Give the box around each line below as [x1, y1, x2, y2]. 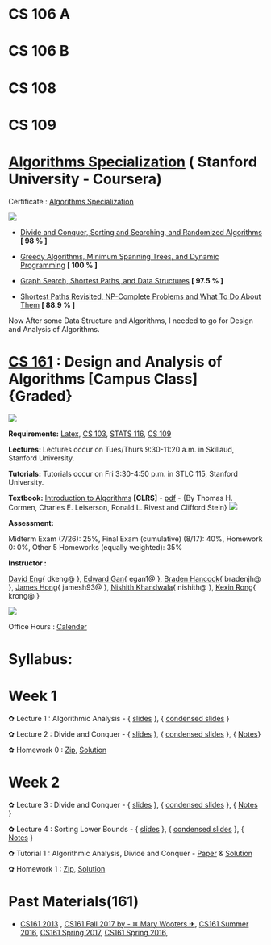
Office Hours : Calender [8, 621, 87, 631]
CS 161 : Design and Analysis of [8, 352, 223, 371]
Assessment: [8, 518, 54, 527]
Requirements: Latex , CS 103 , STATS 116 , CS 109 [8, 429, 172, 439]
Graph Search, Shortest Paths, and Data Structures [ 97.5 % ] [19, 275, 224, 285]
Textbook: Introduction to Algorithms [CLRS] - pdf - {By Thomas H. [8, 493, 233, 502]
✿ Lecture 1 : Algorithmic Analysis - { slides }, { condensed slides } [8, 713, 230, 723]
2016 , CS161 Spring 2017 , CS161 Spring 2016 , [19, 927, 169, 937]
